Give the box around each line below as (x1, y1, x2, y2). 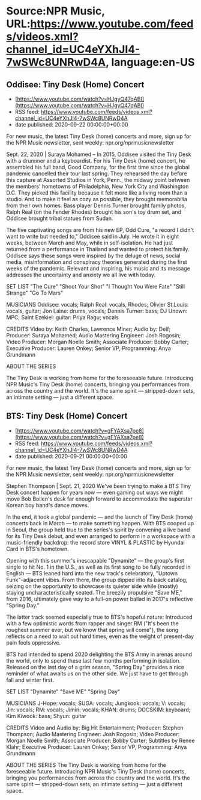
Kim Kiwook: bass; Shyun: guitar (6, 712, 86, 719)
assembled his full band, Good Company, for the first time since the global (6, 164, 190, 170)
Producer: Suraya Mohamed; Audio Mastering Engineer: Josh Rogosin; (6, 332, 181, 339)
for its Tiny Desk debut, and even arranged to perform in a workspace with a (6, 532, 196, 540)
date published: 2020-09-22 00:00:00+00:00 (14, 121, 128, 128)
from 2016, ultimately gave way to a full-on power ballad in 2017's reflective (6, 595, 193, 602)
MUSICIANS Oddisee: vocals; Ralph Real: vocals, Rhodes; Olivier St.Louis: (6, 301, 189, 308)
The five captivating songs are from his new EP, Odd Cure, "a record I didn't (6, 227, 194, 233)
